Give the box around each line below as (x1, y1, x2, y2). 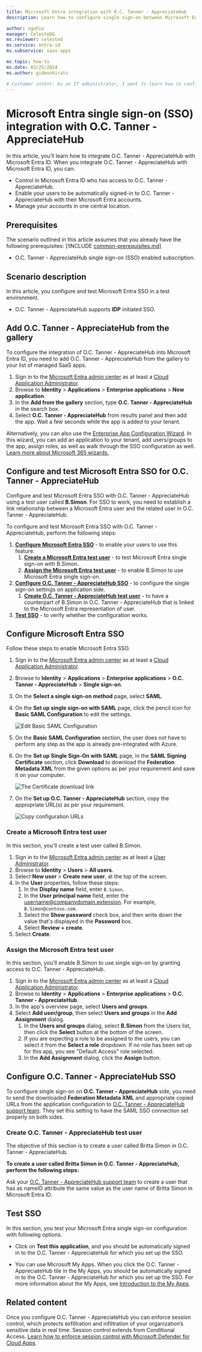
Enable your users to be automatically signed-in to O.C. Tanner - (14, 189, 174, 197)
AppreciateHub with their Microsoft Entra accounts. (14, 196, 142, 203)
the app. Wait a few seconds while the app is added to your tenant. (14, 417, 181, 425)
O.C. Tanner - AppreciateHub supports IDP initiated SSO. (14, 305, 156, 313)
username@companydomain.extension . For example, (23, 898, 156, 906)
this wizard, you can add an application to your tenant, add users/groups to (6, 436, 192, 443)
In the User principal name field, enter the (23, 892, 129, 899)
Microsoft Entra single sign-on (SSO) (6, 107, 194, 121)
